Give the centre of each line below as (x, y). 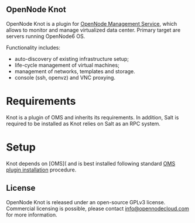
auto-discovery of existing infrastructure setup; (71, 59)
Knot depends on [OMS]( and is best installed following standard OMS (91, 163)
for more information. (32, 215)
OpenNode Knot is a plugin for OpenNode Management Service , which (92, 23)
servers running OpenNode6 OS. (46, 36)
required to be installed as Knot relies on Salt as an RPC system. (83, 123)
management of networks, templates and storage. (75, 71)
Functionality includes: (33, 47)
